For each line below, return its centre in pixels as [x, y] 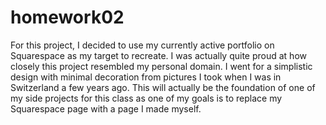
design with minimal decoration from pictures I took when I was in [146, 77]
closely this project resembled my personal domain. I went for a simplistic [161, 66]
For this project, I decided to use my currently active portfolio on [142, 45]
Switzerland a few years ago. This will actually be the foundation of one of [163, 87]
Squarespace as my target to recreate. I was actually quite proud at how [158, 55]
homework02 [67, 17]
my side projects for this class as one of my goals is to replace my [146, 98]
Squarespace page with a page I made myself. [106, 108]
